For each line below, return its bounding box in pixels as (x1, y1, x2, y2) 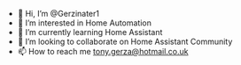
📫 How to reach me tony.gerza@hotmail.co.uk (17, 47, 189, 56)
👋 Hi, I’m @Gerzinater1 (17, 9, 100, 18)
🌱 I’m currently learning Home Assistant (17, 27, 163, 37)
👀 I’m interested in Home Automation (17, 18, 152, 28)
